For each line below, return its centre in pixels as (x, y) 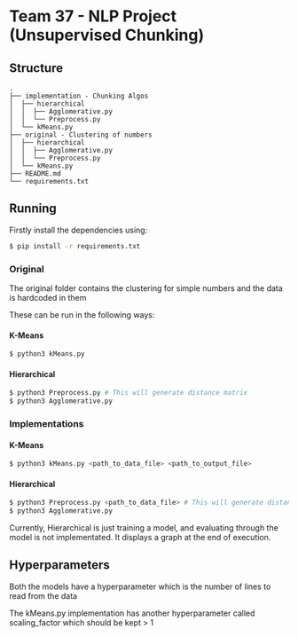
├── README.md (35, 174)
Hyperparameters (60, 565)
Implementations (47, 423)
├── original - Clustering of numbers (81, 135)
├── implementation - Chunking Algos (79, 96)
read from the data (43, 595)
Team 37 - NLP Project (93, 16)
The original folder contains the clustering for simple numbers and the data (146, 288)
